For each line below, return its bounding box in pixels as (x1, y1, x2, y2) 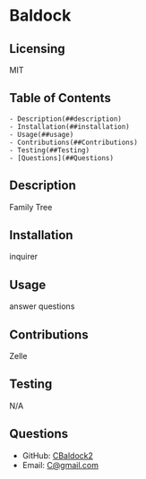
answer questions (9, 301, 75, 312)
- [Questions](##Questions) (9, 153, 115, 162)
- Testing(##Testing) (9, 145, 90, 155)
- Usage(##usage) (9, 130, 74, 139)
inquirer (9, 252, 39, 262)
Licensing (9, 41, 65, 56)
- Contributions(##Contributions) (9, 138, 139, 147)
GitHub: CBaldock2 (21, 449, 94, 461)
